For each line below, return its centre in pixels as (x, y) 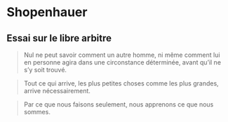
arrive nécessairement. (57, 91)
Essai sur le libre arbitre (59, 38)
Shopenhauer (47, 12)
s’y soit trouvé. (45, 70)
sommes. (37, 112)
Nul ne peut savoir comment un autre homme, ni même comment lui (122, 55)
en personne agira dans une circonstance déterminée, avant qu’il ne (122, 62)
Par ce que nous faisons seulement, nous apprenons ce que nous (119, 104)
